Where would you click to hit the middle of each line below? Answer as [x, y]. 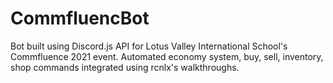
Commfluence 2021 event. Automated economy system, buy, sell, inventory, [167, 56]
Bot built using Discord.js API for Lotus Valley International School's [149, 46]
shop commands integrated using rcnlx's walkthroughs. [125, 67]
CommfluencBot [80, 18]
